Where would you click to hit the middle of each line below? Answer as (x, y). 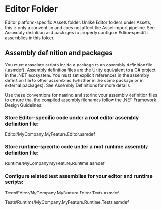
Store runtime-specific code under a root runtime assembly (77, 146)
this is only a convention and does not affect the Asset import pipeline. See (80, 27)
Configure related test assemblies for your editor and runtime (79, 176)
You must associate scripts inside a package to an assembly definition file (79, 65)
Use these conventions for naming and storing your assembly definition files (81, 95)
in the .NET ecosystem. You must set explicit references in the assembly (77, 75)
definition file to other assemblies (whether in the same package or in (74, 80)
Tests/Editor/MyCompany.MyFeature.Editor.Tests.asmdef (62, 193)
